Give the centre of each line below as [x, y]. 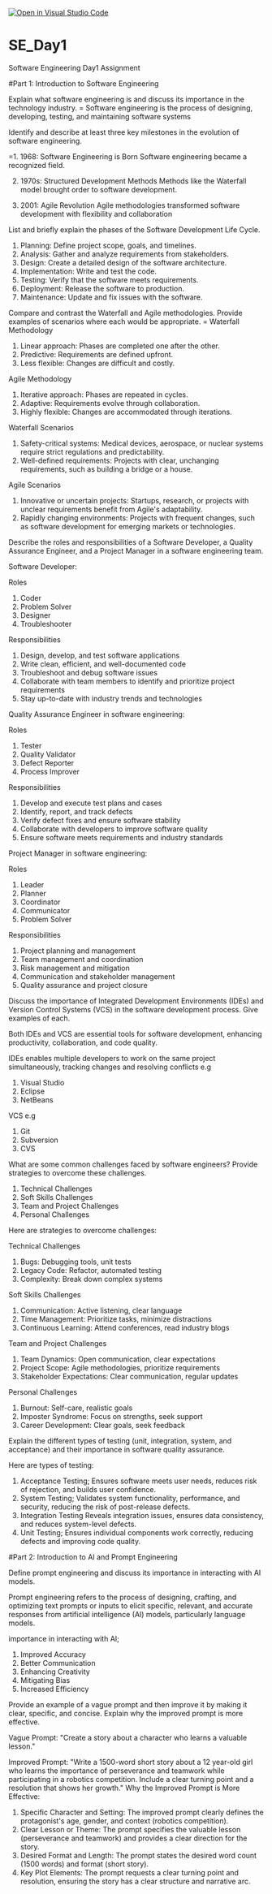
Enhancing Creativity [55, 1672]
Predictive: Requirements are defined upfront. [97, 354]
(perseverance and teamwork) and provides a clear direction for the [134, 1838]
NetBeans [37, 1099]
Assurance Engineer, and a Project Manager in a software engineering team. [136, 550]
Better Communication [58, 1663]
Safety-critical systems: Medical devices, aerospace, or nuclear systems [142, 443]
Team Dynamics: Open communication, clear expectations [118, 1359]
